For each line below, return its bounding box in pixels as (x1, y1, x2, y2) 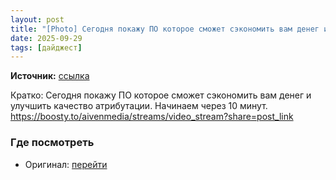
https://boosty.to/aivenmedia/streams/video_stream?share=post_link (10, 111, 294, 123)
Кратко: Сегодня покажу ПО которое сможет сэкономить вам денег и (10, 89, 312, 101)
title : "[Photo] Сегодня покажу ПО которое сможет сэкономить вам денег (10, 24, 320, 34)
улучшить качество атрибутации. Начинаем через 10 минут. (10, 100, 268, 112)
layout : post (10, 14, 65, 25)
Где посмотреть (10, 136, 95, 150)
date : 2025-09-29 (10, 33, 83, 43)
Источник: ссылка (10, 70, 90, 82)
